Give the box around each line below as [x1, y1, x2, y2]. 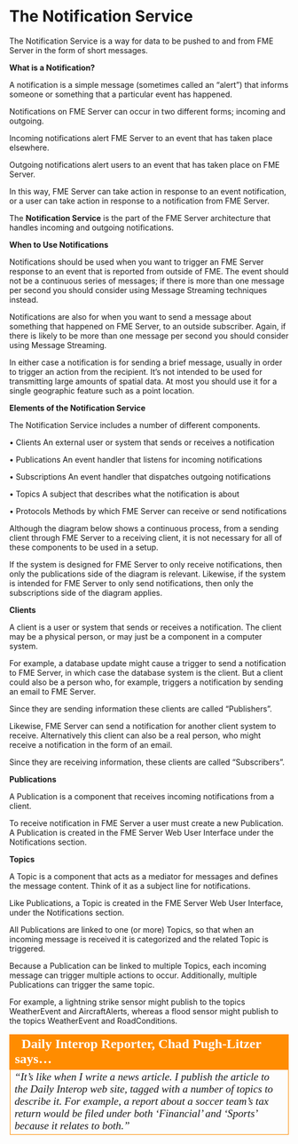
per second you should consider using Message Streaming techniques [9, 284, 268, 295]
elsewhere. [9, 142, 50, 153]
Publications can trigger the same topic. [9, 979, 155, 989]
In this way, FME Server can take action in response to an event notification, [9, 186, 286, 196]
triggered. [9, 943, 46, 954]
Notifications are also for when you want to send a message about [9, 311, 252, 322]
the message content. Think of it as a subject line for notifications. [9, 880, 251, 891]
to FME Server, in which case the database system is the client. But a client [9, 667, 284, 678]
